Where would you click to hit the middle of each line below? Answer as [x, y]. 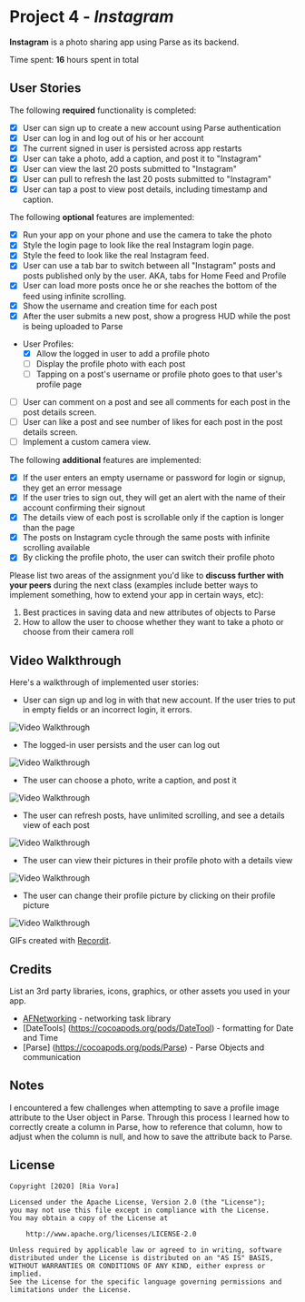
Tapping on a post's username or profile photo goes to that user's [159, 374]
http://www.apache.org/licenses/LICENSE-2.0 [111, 1234]
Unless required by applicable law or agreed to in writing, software [146, 1250]
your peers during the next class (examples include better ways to [134, 585]
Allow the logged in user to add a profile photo [123, 353]
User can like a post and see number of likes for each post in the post [152, 421]
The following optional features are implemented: [102, 217]
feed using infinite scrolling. [74, 296]
